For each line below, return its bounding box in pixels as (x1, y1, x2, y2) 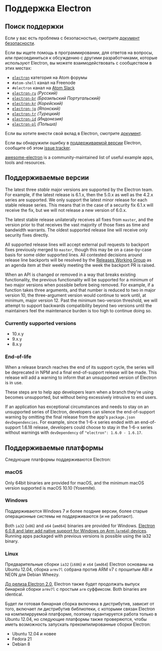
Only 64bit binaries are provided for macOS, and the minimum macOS (5, 480, 144, 486)
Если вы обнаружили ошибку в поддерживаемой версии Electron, (5, 140, 142, 146)
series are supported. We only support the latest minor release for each (5, 197, 147, 203)
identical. (5, 591, 23, 598)
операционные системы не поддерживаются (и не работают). (5, 513, 134, 519)
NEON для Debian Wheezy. (5, 572, 59, 578)
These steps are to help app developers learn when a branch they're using (5, 389, 154, 395)
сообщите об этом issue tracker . (5, 145, 71, 151)
